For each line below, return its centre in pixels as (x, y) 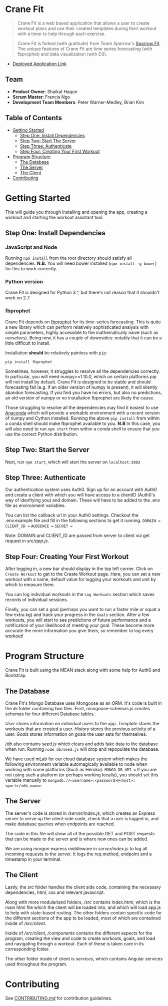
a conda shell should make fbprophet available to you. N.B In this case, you (83, 423)
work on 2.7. (18, 298)
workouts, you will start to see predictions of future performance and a (78, 620)
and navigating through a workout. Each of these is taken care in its (74, 943)
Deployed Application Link (39, 64)
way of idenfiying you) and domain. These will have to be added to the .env (83, 500)
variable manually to (26, 780)
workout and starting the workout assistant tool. (54, 217)
